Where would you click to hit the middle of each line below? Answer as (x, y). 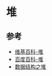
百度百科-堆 (29, 59)
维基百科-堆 (29, 52)
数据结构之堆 (30, 67)
